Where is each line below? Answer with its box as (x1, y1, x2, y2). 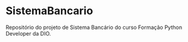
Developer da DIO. (5, 30, 51, 37)
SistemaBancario (5, 4, 93, 18)
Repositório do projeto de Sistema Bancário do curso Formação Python (5, 24, 183, 31)
